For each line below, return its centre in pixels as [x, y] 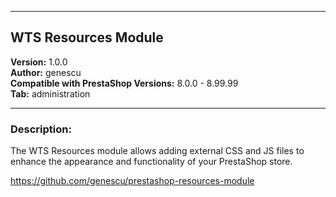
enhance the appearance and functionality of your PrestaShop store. [151, 162]
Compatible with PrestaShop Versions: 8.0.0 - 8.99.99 [124, 83]
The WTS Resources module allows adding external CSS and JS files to [157, 151]
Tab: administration [50, 93]
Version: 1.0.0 [39, 62]
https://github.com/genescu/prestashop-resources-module [132, 181]
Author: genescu [46, 72]
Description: [41, 129]
